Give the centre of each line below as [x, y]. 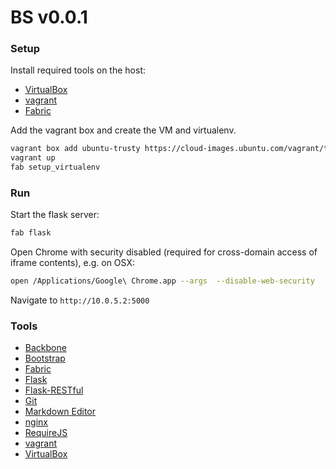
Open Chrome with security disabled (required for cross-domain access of [164, 252]
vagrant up [33, 158]
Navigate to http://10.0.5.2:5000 [80, 300]
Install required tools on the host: [78, 70]
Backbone [45, 348]
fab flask [31, 233]
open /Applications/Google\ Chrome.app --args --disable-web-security [162, 281]
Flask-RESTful [54, 390]
